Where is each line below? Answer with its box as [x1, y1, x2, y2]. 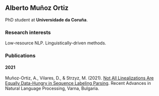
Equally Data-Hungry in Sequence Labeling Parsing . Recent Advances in [5, 80, 151, 86]
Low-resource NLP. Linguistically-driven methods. [5, 40, 107, 46]
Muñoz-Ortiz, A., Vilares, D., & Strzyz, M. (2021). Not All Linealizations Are [5, 75, 154, 81]
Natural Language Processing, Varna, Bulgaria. [5, 85, 99, 92]
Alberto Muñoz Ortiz [5, 4, 69, 12]
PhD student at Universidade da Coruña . [5, 17, 88, 22]
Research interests [5, 29, 51, 36]
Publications [5, 52, 36, 59]
